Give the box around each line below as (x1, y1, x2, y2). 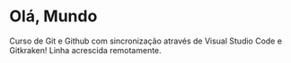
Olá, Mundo (9, 6, 98, 27)
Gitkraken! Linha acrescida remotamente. (9, 44, 162, 55)
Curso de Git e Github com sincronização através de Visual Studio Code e (9, 35, 283, 46)
